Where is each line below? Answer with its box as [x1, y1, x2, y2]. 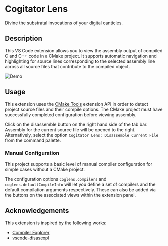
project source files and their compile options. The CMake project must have [5, 106, 163, 112]
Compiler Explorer [12, 229, 50, 235]
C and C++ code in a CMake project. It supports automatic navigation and [5, 53, 157, 59]
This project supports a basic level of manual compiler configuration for [5, 161, 153, 167]
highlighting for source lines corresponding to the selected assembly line [5, 58, 155, 64]
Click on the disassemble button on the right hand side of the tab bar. [5, 121, 148, 127]
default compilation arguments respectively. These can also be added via [5, 186, 156, 193]
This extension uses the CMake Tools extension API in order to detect [5, 101, 148, 107]
